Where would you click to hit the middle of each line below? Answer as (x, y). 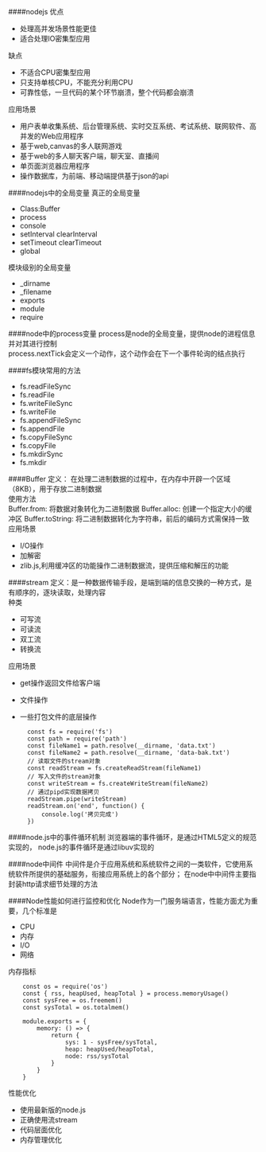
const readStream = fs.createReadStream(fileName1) (114, 768)
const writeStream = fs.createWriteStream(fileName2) (118, 783)
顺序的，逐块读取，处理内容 (60, 592)
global (30, 251)
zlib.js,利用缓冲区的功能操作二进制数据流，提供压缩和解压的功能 (124, 565)
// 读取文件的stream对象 (64, 761)
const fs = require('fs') (70, 732)
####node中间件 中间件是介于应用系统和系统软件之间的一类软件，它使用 (127, 864)
